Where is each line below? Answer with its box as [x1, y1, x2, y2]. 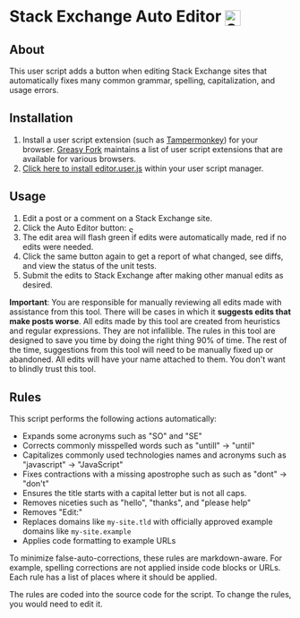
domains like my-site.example [21, 526, 132, 536]
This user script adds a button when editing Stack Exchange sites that [9, 65, 267, 76]
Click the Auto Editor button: [21, 222, 127, 233]
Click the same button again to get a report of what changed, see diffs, [21, 251, 284, 262]
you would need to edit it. [9, 598, 103, 610]
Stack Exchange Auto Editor [9, 6, 222, 27]
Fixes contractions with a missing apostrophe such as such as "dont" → [21, 468, 287, 480]
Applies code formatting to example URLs [21, 536, 176, 546]
